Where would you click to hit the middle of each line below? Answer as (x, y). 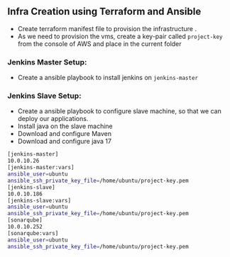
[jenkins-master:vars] (41, 168)
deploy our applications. (53, 119)
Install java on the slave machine (65, 126)
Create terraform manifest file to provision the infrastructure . (107, 28)
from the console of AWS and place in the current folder (100, 44)
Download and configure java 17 (65, 142)
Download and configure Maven (65, 134)
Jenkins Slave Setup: (44, 96)
